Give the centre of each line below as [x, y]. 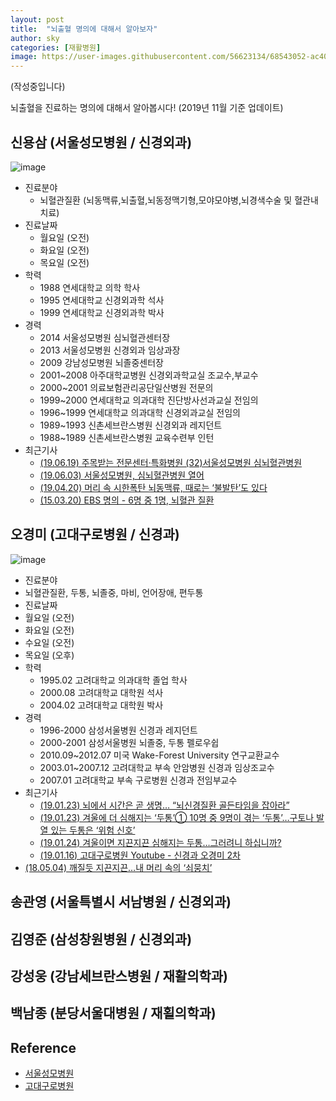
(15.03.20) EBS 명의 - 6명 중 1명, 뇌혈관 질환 [127, 500]
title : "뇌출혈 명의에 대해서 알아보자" [84, 29]
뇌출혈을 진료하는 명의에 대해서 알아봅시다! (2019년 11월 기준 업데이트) [147, 108]
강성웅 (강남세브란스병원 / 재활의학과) [119, 976]
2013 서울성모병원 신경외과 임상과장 [110, 350]
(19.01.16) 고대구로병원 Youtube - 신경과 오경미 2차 [140, 855]
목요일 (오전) [64, 262]
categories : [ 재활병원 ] [56, 47]
